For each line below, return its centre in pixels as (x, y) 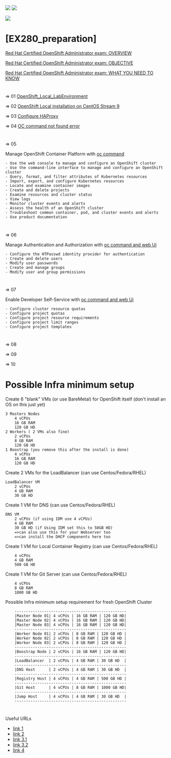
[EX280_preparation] (51, 39)
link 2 (18, 734)
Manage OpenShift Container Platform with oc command (65, 154)
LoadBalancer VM (22, 482)
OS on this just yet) (25, 404)
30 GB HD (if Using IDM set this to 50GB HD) (64, 528)
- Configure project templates (39, 327)
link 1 (18, 728)
